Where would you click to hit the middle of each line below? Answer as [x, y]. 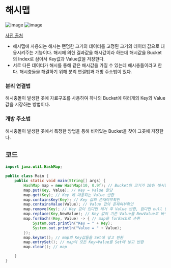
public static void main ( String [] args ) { [60, 181]
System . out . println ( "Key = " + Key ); [73, 223]
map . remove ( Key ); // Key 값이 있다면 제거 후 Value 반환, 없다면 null [93, 209]
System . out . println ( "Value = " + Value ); [77, 228]
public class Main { [27, 176]
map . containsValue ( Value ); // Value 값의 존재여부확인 [79, 204]
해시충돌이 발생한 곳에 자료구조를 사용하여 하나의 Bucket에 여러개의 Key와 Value [85, 98]
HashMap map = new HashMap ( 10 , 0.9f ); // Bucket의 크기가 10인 [89, 185]
